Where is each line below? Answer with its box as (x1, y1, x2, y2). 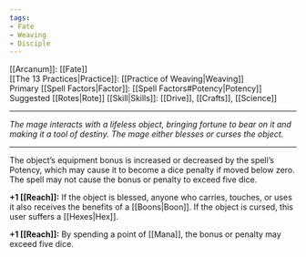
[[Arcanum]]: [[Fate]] (9, 64, 88, 75)
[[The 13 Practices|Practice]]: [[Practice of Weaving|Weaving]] (9, 74, 244, 85)
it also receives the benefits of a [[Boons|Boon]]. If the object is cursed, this (9, 201, 294, 212)
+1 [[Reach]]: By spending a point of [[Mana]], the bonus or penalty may (9, 229, 282, 240)
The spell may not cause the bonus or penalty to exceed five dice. (9, 174, 258, 185)
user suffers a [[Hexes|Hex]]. (9, 211, 118, 222)
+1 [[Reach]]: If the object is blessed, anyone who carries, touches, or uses (9, 192, 293, 203)
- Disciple (9, 38, 51, 48)
